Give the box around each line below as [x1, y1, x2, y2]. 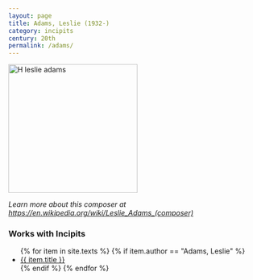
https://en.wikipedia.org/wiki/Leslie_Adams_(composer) [8, 208, 194, 218]
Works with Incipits [8, 229, 86, 240]
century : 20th [8, 34, 56, 43]
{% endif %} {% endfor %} [19, 263, 110, 274]
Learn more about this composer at [8, 200, 126, 209]
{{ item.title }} [19, 255, 65, 265]
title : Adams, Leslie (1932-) [8, 19, 110, 27]
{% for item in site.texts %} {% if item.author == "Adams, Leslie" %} [19, 246, 246, 256]
